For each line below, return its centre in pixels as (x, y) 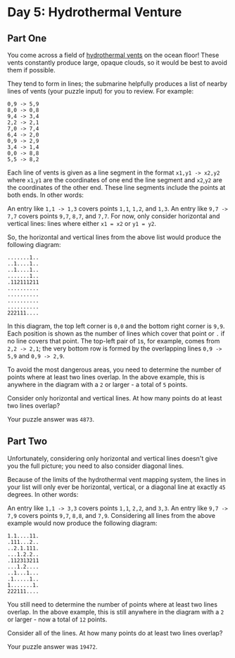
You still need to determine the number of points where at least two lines (113, 604)
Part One (27, 38)
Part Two (27, 442)
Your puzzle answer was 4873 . (51, 419)
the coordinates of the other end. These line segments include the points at (116, 188)
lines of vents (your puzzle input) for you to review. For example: (101, 91)
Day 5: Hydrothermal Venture (95, 12)
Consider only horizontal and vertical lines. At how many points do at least (115, 398)
